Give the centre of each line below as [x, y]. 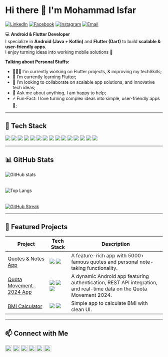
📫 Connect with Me [37, 333]
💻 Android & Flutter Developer [37, 34]
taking [78, 268]
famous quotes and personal [105, 262]
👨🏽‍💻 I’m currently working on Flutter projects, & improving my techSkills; [87, 71]
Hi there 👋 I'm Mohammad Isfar [71, 10]
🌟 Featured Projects [36, 227]
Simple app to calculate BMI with [109, 303]
